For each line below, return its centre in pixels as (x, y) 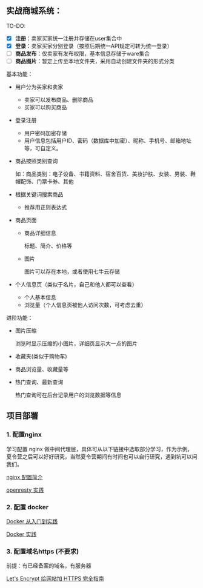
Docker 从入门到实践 (32, 521)
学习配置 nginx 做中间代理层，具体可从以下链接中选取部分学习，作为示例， (100, 449)
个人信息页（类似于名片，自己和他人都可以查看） (76, 285)
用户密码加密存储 (45, 133)
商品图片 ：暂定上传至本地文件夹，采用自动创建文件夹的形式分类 (95, 61)
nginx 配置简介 (25, 477)
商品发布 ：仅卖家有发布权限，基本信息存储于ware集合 (82, 53)
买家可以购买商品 (45, 107)
